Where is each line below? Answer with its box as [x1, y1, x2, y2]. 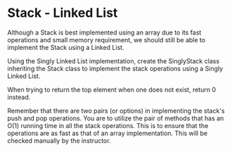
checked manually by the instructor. [7, 136, 111, 145]
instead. [7, 93, 31, 101]
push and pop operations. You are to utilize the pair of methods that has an [7, 114, 224, 122]
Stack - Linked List [7, 5, 118, 21]
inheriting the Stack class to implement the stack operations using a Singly [7, 64, 224, 72]
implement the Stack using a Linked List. [7, 43, 124, 51]
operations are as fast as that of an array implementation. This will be [7, 129, 208, 137]
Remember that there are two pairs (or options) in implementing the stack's [7, 106, 225, 115]
